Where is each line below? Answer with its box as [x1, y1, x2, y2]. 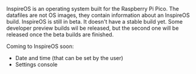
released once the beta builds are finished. [6, 31, 114, 38]
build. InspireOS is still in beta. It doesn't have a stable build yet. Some [6, 18, 183, 25]
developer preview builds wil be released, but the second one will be [6, 24, 179, 32]
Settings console [15, 61, 58, 68]
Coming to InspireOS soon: [6, 42, 74, 50]
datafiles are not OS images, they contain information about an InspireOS [6, 12, 191, 19]
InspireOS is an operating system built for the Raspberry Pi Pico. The [6, 5, 179, 12]
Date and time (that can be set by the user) [15, 55, 123, 61]
